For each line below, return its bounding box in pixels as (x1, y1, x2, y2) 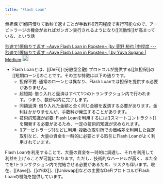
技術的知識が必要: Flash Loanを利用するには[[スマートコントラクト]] (19, 115, 156, 121)
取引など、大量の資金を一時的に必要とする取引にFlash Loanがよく (19, 133, 151, 139)
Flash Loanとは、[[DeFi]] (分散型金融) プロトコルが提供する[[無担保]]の (12, 66, 155, 73)
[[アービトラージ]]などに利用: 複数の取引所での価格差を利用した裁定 (19, 127, 155, 133)
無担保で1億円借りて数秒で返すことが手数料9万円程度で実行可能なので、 (5, 21, 149, 27)
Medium (5, 57, 22, 62)
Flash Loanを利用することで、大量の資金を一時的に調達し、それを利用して (5, 150, 154, 155)
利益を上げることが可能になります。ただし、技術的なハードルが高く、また (5, 155, 154, 161)
